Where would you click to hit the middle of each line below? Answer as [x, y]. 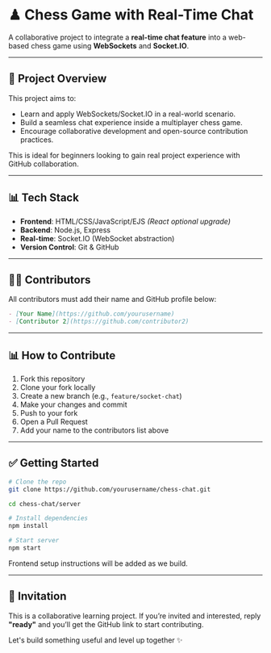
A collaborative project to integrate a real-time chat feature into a [118, 37]
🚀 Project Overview [58, 79]
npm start [25, 548]
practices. [37, 140]
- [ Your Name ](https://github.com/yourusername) [92, 314]
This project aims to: [42, 98]
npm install [28, 526]
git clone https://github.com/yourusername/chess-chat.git [110, 489]
